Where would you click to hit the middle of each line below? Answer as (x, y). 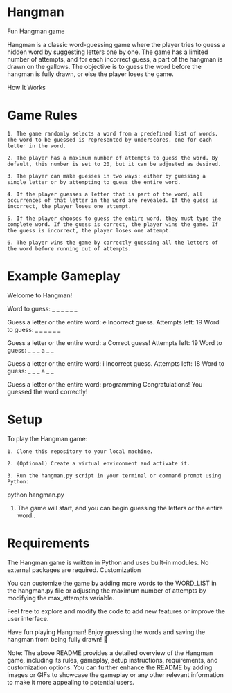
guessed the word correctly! (47, 391)
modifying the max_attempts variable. (61, 598)
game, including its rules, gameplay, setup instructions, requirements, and (113, 660)
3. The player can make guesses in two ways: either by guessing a (107, 176)
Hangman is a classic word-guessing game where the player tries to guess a (116, 44)
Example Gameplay (64, 276)
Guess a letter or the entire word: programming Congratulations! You (105, 384)
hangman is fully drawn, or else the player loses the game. (91, 74)
